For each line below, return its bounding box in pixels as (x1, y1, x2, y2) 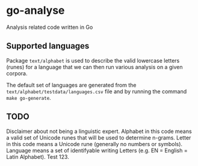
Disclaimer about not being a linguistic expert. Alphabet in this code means (6, 128, 192, 135)
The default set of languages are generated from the (6, 81, 137, 88)
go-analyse (6, 4, 65, 17)
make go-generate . (6, 94, 51, 101)
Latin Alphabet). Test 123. (6, 153, 69, 160)
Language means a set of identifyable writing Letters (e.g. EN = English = (6, 147, 188, 154)
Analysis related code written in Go (6, 23, 93, 31)
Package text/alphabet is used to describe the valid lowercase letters (6, 57, 180, 64)
